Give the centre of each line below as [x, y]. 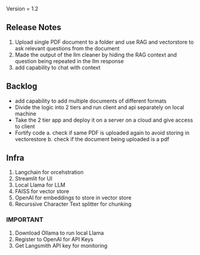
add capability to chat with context [57, 67]
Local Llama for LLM [40, 185]
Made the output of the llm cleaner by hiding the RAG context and [96, 55]
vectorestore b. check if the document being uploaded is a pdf [92, 139]
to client [25, 126]
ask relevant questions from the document [67, 48]
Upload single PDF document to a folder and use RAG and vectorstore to [104, 42]
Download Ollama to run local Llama [59, 233]
